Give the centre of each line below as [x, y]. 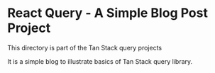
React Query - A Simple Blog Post [107, 13]
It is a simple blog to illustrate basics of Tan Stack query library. [100, 61]
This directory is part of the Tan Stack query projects [84, 47]
